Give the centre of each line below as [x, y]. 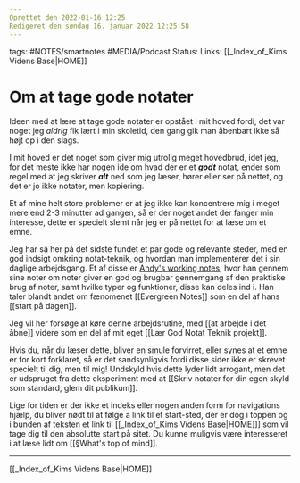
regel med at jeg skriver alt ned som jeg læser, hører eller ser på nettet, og [146, 177]
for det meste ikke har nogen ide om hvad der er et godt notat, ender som [145, 167]
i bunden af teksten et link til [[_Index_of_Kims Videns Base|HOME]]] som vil [149, 424]
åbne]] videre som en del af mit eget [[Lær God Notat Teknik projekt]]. [138, 333]
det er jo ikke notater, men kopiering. [77, 186]
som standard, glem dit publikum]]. [74, 388]
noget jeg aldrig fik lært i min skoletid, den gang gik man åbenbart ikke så [145, 131]
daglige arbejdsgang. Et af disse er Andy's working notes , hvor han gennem [149, 268]
